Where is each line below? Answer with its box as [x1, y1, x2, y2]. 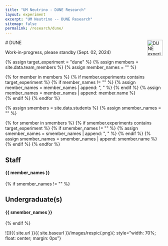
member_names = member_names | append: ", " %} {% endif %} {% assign [5, 84, 161, 90]
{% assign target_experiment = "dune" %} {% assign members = [5, 59, 139, 65]
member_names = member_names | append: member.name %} [5, 90, 136, 96]
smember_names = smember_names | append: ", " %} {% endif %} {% [5, 130, 151, 136]
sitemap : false [5, 21, 37, 26]
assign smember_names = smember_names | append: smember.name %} [5, 136, 157, 142]
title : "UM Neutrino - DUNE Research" [5, 7, 86, 12]
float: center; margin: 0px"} [5, 235, 61, 241]
